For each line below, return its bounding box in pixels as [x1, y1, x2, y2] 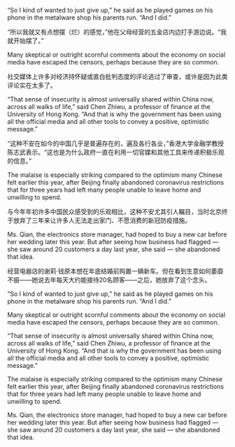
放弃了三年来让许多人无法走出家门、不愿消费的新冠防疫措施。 [13, 216, 191, 225]
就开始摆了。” [7, 36, 44, 45]
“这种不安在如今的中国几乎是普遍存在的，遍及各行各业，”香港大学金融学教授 [7, 139, 225, 148]
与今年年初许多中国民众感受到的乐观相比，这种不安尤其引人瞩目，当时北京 [7, 208, 222, 215]
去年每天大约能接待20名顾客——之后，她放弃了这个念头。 [43, 276, 211, 284]
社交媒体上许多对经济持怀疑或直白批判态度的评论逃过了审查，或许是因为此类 [7, 73, 228, 80]
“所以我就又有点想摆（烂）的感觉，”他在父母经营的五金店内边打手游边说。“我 [7, 28, 227, 36]
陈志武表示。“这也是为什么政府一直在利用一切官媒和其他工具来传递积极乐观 [7, 148, 225, 156]
